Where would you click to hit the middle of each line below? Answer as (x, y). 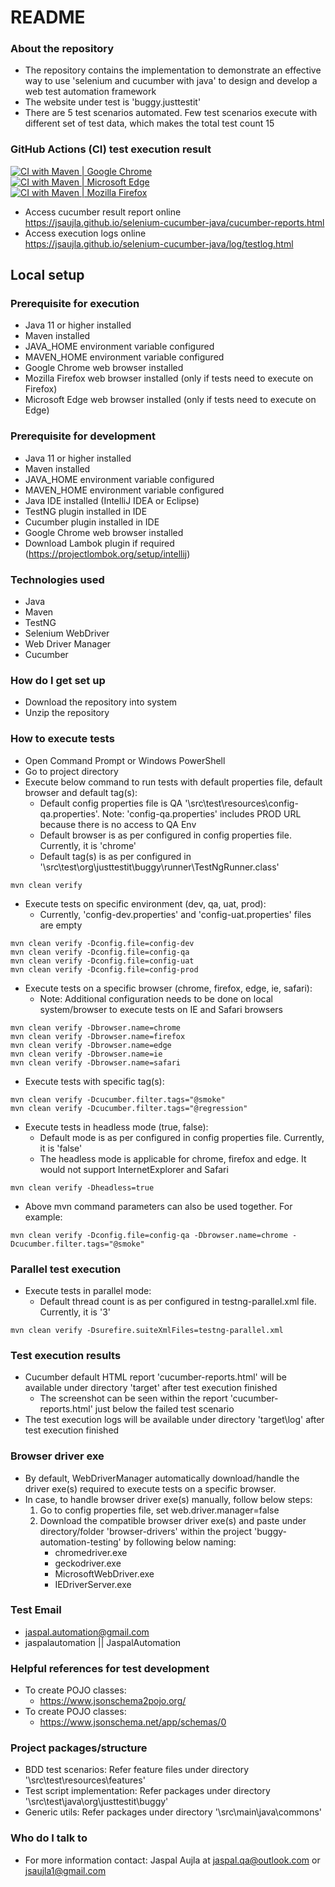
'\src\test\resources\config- (241, 803)
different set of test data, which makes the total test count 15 (149, 123)
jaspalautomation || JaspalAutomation (103, 1642)
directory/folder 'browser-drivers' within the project (146, 1531)
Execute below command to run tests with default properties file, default (173, 782)
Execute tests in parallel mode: (88, 1290)
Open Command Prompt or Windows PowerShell (125, 760)
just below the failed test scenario (164, 1409)
